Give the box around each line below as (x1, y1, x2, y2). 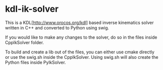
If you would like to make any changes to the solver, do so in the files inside (5, 34, 158, 40)
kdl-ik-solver (5, 3, 59, 15)
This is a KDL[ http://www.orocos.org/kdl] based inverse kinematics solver (5, 20, 154, 25)
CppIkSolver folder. (5, 39, 44, 45)
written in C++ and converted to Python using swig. (5, 24, 109, 30)
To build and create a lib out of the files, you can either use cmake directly (5, 49, 155, 55)
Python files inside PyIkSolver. (5, 59, 66, 65)
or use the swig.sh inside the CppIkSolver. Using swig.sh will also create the (5, 54, 159, 60)
